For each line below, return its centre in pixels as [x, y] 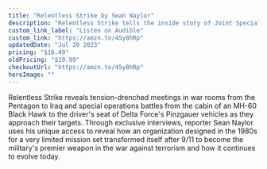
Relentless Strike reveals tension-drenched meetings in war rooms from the [132, 97]
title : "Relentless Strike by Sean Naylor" [81, 15]
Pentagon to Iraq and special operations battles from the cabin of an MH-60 [132, 106]
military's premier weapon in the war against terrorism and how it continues [132, 148]
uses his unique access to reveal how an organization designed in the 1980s [133, 131]
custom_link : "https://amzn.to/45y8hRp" [76, 38]
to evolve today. [35, 156]
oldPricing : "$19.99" [44, 60]
